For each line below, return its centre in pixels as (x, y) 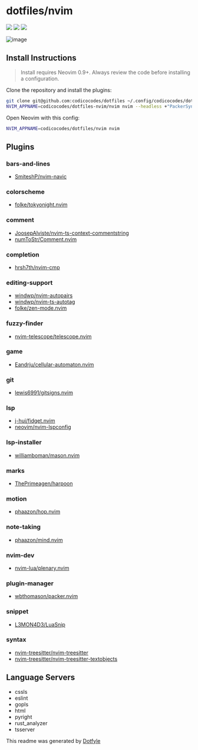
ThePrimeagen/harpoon (44, 483)
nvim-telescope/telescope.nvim (53, 336)
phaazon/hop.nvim (37, 512)
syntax (16, 639)
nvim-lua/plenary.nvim (42, 568)
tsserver (25, 729)
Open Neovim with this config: (43, 118)
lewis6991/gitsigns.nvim (44, 393)
